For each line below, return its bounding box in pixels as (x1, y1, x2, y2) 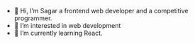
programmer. (13, 14, 52, 22)
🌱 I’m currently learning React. (13, 29, 103, 37)
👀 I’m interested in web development (13, 22, 121, 29)
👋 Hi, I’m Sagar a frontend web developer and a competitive (13, 7, 189, 15)
